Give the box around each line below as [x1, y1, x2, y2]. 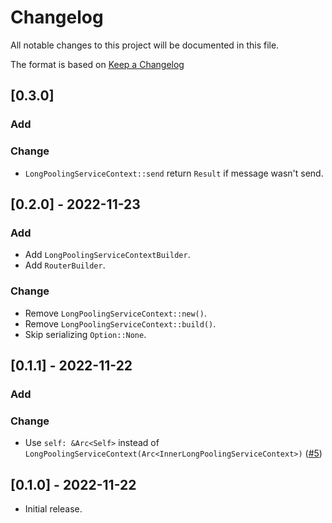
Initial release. [24, 502, 83, 515]
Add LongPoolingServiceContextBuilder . [24, 249, 191, 261]
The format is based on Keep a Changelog [10, 58, 185, 70]
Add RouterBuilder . [24, 259, 106, 271]
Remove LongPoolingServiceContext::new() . [24, 307, 207, 319]
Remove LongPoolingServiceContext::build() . [24, 317, 217, 330]
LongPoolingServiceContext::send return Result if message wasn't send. [24, 167, 324, 179]
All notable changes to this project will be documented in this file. [10, 39, 280, 51]
